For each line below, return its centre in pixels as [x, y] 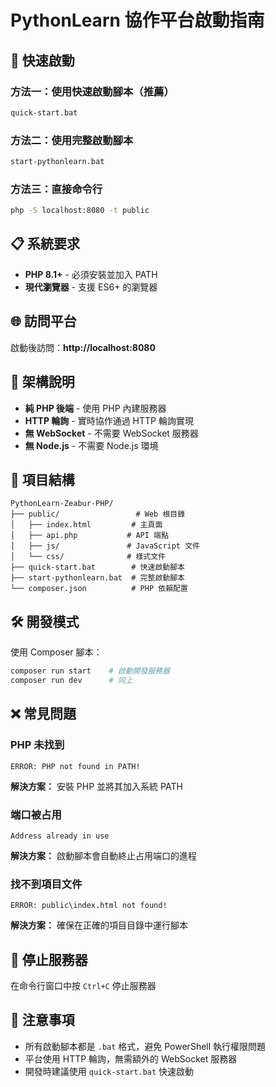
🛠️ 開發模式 [45, 621]
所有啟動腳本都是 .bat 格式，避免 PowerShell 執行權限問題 [145, 1046]
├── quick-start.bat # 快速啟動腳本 [97, 567]
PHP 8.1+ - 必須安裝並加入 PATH [91, 274]
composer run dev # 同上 [71, 681]
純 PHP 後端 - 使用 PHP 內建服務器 [95, 408]
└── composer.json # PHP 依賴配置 [99, 589]
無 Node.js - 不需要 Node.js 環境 [91, 445]
